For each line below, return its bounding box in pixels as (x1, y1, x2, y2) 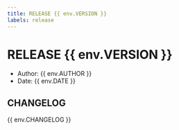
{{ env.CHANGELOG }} (7, 115, 71, 124)
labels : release (7, 17, 54, 24)
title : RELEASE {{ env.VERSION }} (7, 10, 108, 17)
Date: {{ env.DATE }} (17, 77, 76, 86)
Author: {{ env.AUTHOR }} (17, 70, 92, 78)
